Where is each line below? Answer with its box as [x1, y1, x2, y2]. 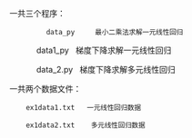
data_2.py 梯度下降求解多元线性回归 [35, 64, 176, 74]
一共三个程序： [9, 8, 66, 18]
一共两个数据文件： [9, 84, 82, 94]
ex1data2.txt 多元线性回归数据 [25, 121, 146, 130]
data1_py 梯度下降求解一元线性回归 [35, 44, 172, 55]
